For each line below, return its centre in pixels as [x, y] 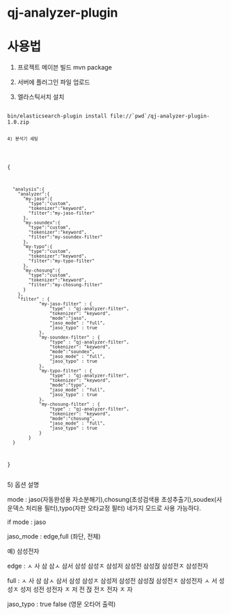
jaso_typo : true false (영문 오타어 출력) [62, 604]
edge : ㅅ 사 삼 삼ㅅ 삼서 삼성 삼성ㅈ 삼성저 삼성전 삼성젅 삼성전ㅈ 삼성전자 [108, 566]
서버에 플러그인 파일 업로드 [54, 82]
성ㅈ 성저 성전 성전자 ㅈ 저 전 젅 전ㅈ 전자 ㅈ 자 [70, 589]
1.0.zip [18, 122]
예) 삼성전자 [23, 551]
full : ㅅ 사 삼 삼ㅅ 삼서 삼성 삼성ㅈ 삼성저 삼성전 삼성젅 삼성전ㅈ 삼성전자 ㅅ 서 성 [116, 581]
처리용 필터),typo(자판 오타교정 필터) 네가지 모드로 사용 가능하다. [113, 508]
